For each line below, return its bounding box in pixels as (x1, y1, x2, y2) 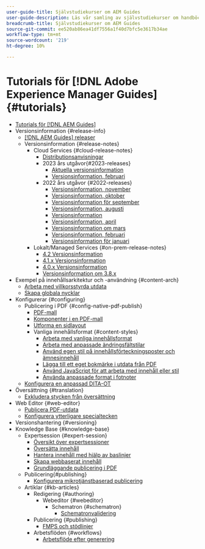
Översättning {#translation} (15, 386, 84, 393)
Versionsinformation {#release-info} (15, 127, 106, 134)
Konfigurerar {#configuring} (15, 295, 85, 303)
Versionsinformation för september (51, 198, 140, 206)
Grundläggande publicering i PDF (33, 464, 118, 472)
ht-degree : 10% (6, 43, 45, 49)
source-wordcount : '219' (6, 37, 70, 43)
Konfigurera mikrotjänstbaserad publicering (33, 477, 143, 484)
